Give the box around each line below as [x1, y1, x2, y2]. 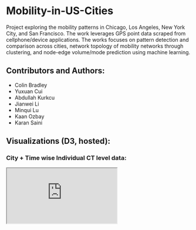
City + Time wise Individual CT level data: [6, 154, 127, 162]
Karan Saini [14, 119, 43, 126]
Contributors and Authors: [6, 66, 105, 76]
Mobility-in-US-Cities [6, 4, 113, 18]
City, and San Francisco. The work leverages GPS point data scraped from [6, 29, 186, 37]
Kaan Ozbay [14, 113, 45, 120]
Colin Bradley [14, 81, 48, 88]
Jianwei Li [14, 100, 39, 107]
